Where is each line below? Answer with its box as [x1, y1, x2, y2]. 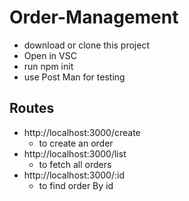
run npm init [23, 60, 74, 72]
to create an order [38, 137, 114, 149]
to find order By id [38, 179, 114, 191]
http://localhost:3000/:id [23, 169, 125, 181]
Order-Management [9, 6, 179, 29]
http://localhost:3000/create [23, 126, 141, 138]
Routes [9, 100, 55, 117]
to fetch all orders [38, 158, 112, 170]
